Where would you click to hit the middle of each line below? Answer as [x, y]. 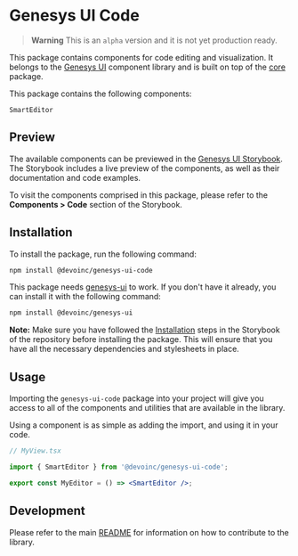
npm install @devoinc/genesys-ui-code [81, 270]
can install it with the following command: [85, 297]
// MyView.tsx [36, 451]
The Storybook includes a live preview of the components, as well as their [145, 168]
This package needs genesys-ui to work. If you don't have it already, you [143, 287]
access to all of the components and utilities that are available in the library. [147, 408]
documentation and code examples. [75, 177]
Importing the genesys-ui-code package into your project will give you [137, 398]
